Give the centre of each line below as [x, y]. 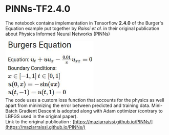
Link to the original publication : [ [40, 121]
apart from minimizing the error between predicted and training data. [78, 105]
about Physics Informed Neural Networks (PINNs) [58, 34]
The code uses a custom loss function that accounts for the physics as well [85, 100]
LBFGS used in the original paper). [41, 116]
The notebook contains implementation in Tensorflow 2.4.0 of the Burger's [84, 23]
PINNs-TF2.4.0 [38, 9]
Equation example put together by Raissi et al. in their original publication [82, 28]
